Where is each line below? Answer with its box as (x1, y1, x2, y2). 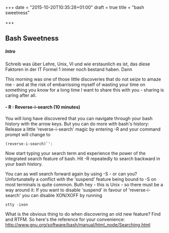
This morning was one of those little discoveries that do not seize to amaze (5, 76, 161, 83)
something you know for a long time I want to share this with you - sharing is (5, 87, 164, 93)
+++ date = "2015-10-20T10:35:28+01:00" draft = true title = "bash (5, 5, 145, 10)
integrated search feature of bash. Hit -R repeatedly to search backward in (5, 156, 160, 162)
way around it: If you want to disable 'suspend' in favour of (5, 187, 128, 193)
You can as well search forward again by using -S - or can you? (5, 171, 137, 177)
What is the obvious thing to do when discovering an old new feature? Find (5, 211, 161, 217)
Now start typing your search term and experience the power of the (5, 150, 146, 156)
